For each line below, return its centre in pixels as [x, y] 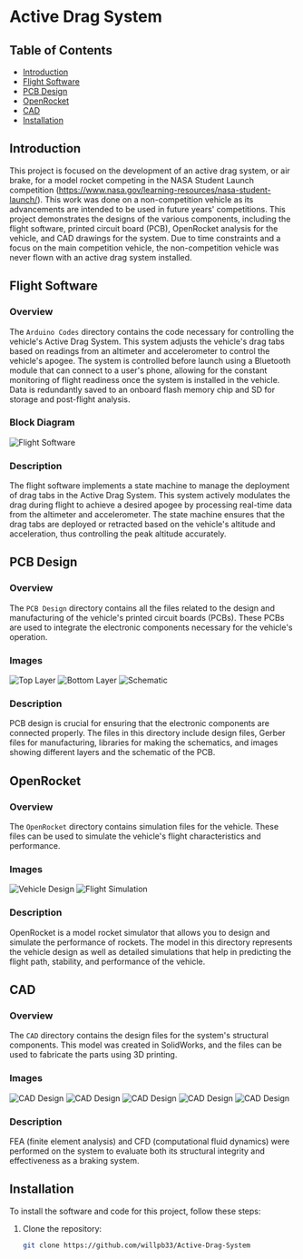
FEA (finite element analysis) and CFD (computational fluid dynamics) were [150, 1141]
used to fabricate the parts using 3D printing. [93, 1055]
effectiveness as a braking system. [74, 1160]
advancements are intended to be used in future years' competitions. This [147, 209]
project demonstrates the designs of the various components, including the [150, 219]
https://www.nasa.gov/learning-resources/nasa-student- [165, 190]
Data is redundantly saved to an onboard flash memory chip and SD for [142, 389]
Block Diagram [42, 422]
